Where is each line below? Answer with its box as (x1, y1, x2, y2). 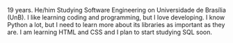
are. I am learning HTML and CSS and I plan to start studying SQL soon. (7, 28, 213, 36)
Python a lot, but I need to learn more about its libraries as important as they (7, 21, 225, 28)
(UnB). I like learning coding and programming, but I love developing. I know (7, 13, 225, 21)
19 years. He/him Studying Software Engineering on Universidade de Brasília (7, 6, 226, 14)
